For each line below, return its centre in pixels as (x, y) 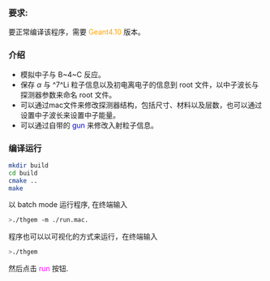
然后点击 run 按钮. (39, 269)
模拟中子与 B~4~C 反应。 (62, 74)
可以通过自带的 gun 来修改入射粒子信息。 (89, 125)
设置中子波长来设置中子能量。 (70, 115)
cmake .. (23, 180)
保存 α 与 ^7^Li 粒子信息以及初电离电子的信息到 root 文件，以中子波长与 (139, 84)
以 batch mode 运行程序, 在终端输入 (68, 205)
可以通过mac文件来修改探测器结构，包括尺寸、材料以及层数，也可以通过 (141, 105)
